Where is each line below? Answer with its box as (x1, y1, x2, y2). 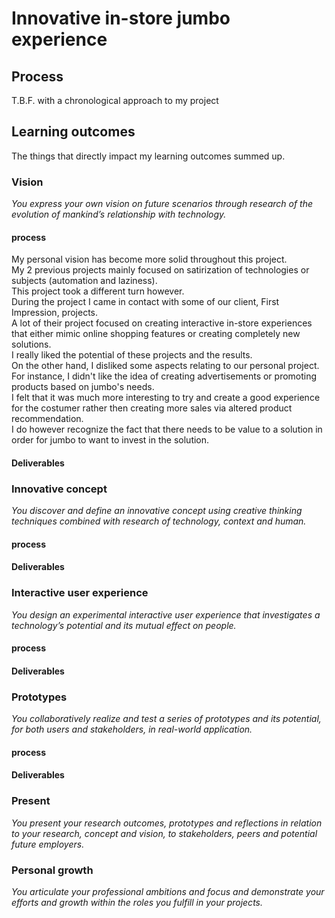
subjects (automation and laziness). (11, 275, 158, 287)
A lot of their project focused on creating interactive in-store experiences (11, 317, 313, 329)
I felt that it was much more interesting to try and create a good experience (11, 392, 321, 404)
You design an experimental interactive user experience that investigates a (11, 608, 321, 621)
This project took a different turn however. (11, 285, 185, 297)
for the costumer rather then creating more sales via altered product (11, 402, 293, 414)
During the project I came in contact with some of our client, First (11, 296, 280, 308)
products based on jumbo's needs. (11, 381, 155, 393)
